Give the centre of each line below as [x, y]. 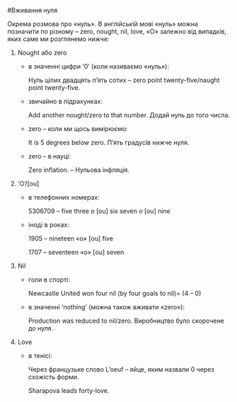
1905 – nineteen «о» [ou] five [70, 239]
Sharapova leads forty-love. [69, 391]
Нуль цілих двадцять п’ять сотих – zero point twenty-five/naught [124, 80]
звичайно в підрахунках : [65, 101]
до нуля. [41, 328]
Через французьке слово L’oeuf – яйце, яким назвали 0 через [121, 369]
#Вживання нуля [33, 10]
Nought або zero [42, 53]
